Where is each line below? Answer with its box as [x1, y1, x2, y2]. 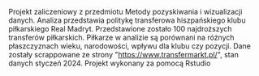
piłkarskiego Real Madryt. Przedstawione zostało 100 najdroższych [8, 24, 233, 33]
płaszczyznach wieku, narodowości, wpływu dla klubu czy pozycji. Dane [8, 41, 252, 51]
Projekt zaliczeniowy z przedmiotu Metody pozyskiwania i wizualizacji [8, 7, 243, 16]
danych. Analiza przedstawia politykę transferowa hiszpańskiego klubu [8, 15, 246, 25]
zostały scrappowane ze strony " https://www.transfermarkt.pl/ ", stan [8, 50, 240, 59]
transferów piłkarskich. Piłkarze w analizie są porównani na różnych [8, 32, 235, 42]
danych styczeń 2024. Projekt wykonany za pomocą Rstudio [8, 58, 211, 68]
